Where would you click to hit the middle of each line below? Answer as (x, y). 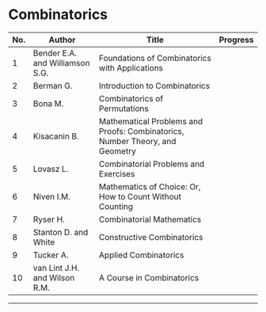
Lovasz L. (51, 169)
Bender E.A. (55, 53)
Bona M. (48, 103)
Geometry (118, 150)
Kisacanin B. (56, 136)
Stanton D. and (61, 232)
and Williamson (61, 63)
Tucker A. (51, 255)
